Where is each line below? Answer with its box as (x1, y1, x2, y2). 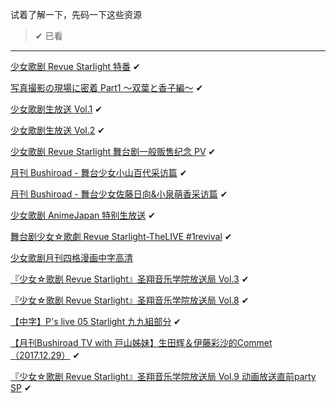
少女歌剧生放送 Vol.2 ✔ (10, 124, 105, 136)
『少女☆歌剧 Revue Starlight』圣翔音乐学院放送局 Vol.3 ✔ (10, 273, 250, 285)
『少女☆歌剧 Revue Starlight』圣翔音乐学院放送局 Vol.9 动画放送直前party (10, 371, 317, 382)
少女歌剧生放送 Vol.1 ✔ (10, 103, 103, 115)
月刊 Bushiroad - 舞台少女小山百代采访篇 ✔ (10, 167, 188, 178)
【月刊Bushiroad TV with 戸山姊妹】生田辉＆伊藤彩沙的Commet (10, 337, 273, 348)
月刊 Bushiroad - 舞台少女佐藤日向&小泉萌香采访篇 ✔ (10, 188, 228, 200)
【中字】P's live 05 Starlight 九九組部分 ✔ (10, 316, 182, 327)
